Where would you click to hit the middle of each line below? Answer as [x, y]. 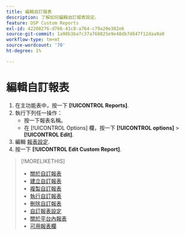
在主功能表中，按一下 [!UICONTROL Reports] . [72, 105]
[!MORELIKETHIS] [43, 161]
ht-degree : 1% [24, 51]
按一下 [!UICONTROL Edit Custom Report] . [68, 149]
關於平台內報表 [48, 218]
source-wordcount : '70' [36, 46]
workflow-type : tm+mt [33, 40]
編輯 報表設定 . [32, 141]
